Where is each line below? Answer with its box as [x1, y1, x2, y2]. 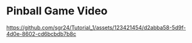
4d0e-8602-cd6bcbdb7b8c [6, 30, 76, 37]
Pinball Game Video [6, 4, 108, 18]
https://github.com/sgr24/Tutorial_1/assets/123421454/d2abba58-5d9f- [6, 24, 186, 31]
